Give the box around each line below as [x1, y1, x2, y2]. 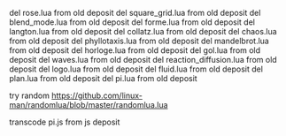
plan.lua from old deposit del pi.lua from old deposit [9, 73, 197, 83]
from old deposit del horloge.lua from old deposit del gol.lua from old [9, 45, 261, 56]
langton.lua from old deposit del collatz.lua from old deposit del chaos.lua [9, 26, 277, 36]
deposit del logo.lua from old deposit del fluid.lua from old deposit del [9, 64, 264, 74]
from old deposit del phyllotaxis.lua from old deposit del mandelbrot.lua [9, 35, 270, 46]
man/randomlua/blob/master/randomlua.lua [9, 100, 168, 110]
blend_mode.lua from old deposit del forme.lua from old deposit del [9, 17, 255, 27]
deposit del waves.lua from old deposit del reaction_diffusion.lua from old [9, 55, 277, 64]
